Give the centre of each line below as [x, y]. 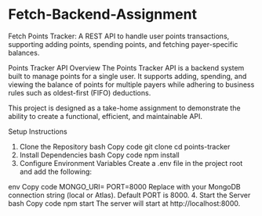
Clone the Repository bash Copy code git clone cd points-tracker [125, 146]
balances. [24, 52]
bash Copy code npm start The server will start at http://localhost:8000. [124, 203]
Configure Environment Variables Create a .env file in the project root [131, 163]
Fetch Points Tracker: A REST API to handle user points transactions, [119, 36]
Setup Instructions [38, 131]
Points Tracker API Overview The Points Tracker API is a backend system [126, 67]
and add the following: [56, 171]
